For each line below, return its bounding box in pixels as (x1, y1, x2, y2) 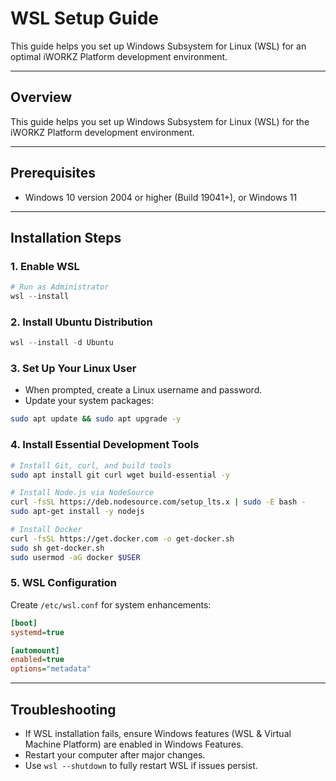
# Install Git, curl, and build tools (10, 460, 172, 471)
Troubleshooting (10, 701, 117, 718)
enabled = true (10, 655, 65, 665)
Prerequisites (10, 165, 96, 182)
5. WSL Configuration (10, 576, 117, 590)
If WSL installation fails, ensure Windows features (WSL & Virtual (24, 728, 292, 739)
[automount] (10, 645, 60, 656)
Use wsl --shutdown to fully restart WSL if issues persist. (24, 760, 258, 771)
